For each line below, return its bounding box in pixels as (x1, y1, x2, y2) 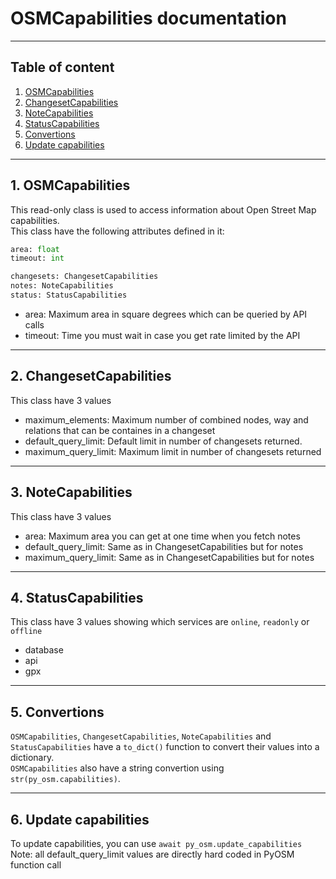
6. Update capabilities (10, 811, 150, 828)
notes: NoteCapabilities (10, 281, 114, 291)
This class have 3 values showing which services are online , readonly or (10, 616, 310, 628)
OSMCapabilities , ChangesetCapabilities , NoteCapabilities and (10, 730, 272, 742)
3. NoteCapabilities (10, 484, 133, 501)
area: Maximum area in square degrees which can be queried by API (24, 308, 308, 320)
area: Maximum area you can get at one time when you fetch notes (24, 530, 301, 542)
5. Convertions (10, 703, 105, 721)
